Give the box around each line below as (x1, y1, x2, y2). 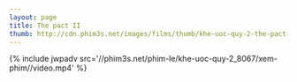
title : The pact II (9, 21, 81, 30)
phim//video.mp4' (9, 63, 75, 73)
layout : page (9, 12, 57, 22)
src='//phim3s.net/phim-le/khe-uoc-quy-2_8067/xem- (79, 54, 278, 64)
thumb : (9, 29, 34, 38)
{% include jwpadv (9, 54, 78, 64)
